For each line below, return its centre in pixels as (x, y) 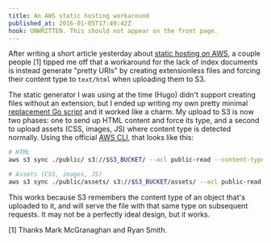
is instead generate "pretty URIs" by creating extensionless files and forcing (134, 71)
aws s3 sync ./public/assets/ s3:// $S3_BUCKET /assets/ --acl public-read (135, 182)
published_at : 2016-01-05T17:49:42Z (70, 23)
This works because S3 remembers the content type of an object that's (127, 197)
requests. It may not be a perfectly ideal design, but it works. (109, 214)
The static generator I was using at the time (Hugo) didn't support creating (132, 95)
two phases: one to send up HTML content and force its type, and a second (134, 121)
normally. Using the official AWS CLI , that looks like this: (101, 138)
